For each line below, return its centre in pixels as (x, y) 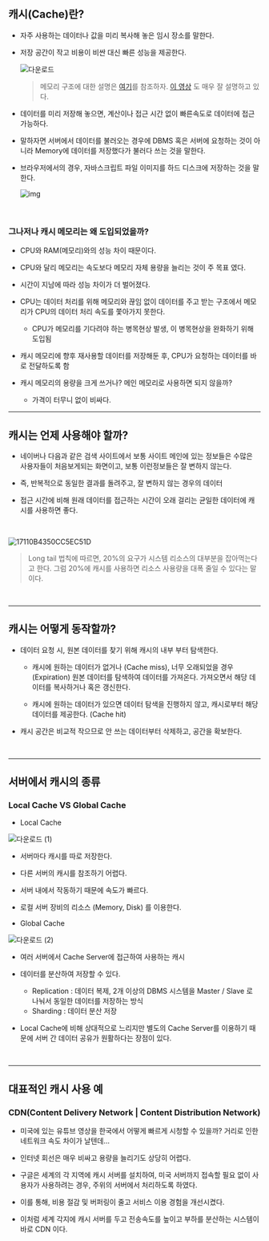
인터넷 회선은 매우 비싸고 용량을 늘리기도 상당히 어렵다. (105, 1158)
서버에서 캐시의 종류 (54, 782)
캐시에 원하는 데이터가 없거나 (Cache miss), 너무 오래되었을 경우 (132, 667)
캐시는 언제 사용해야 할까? (68, 435)
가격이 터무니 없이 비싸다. (72, 400)
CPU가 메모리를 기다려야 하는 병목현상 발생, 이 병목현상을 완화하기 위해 (143, 329)
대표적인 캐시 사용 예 (56, 1089)
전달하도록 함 (49, 366)
